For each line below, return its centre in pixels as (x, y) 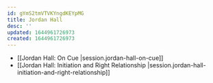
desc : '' (20, 26)
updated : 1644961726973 (41, 32)
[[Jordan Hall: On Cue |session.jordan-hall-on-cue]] (90, 58)
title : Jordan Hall (35, 20)
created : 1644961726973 (41, 39)
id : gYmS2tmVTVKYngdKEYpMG (46, 13)
